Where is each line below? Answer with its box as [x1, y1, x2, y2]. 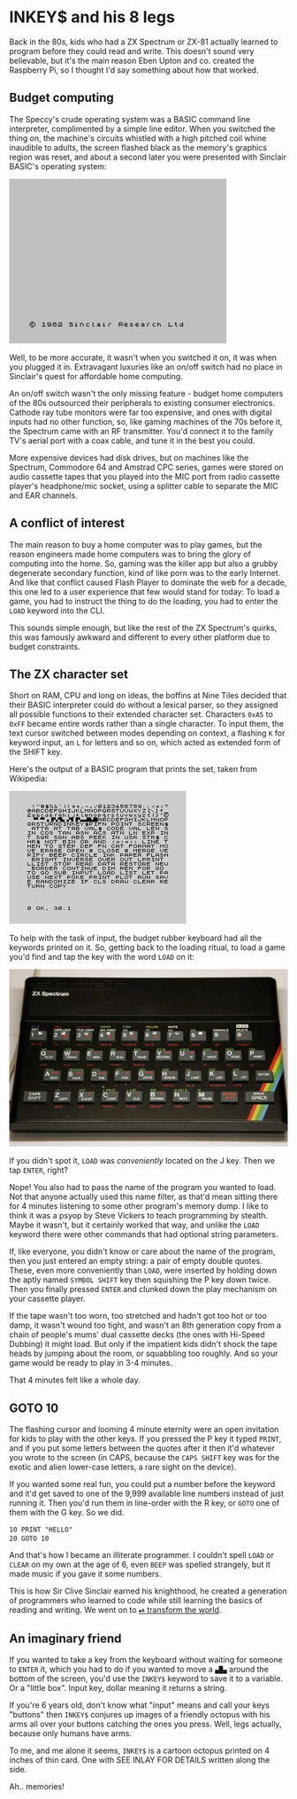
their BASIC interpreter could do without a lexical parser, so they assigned [9, 699, 278, 711]
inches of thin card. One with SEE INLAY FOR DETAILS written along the [9, 1755, 270, 1765]
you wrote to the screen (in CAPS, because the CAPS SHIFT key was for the [9, 1452, 280, 1463]
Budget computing [9, 90, 115, 105]
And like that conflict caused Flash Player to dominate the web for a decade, [9, 577, 287, 588]
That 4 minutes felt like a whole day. [9, 1375, 141, 1385]
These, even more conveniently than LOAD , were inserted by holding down [9, 1266, 278, 1276]
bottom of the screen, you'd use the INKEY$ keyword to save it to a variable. [9, 1673, 284, 1684]
